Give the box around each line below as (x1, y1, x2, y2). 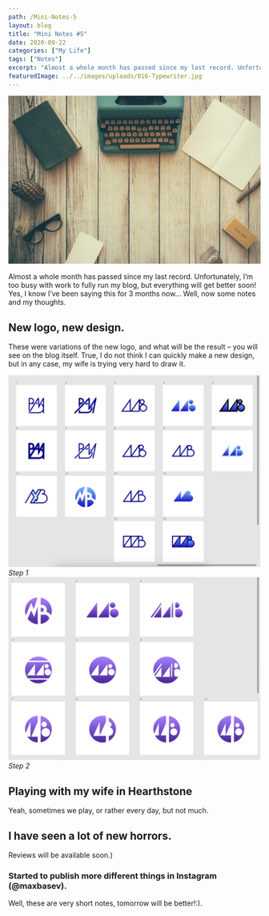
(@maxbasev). (8, 880, 67, 891)
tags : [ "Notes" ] (8, 55, 62, 63)
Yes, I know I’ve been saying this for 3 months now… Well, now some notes (8, 289, 256, 298)
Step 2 (8, 761, 30, 771)
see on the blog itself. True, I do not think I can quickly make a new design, (8, 351, 255, 360)
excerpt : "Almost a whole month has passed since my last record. (8, 64, 235, 72)
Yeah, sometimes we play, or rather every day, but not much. (8, 806, 209, 816)
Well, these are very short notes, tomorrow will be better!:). (8, 898, 203, 908)
